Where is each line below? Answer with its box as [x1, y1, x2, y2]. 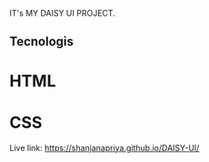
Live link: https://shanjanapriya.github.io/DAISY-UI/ [9, 142, 200, 153]
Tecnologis [9, 34, 75, 49]
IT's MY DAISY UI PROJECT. [9, 8, 115, 18]
